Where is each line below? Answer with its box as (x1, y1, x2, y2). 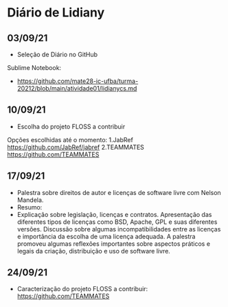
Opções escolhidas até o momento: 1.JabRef (7, 135, 134, 144)
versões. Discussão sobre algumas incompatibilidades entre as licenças (16, 225, 221, 233)
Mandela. (16, 196, 44, 204)
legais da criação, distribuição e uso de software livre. (16, 247, 170, 255)
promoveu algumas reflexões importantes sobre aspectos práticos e (16, 239, 211, 248)
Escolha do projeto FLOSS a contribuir (16, 122, 126, 130)
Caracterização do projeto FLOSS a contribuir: (16, 285, 148, 293)
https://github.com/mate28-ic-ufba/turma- (16, 77, 139, 85)
